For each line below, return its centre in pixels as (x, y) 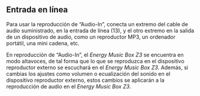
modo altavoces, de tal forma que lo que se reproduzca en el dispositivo (95, 61)
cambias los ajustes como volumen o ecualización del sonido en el (88, 73)
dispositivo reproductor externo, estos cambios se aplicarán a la (85, 80)
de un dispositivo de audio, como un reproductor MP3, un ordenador (91, 37)
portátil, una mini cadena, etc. (43, 43)
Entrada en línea (37, 10)
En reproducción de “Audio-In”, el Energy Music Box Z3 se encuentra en (95, 55)
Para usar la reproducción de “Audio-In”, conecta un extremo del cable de (97, 24)
